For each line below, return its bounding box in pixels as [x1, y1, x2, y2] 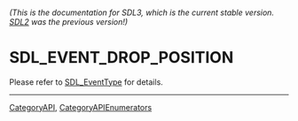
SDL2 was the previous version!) [9, 16, 129, 26]
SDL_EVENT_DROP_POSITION [9, 47, 234, 67]
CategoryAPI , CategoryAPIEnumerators [9, 102, 153, 112]
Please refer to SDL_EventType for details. [9, 76, 164, 87]
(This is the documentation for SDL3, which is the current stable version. [9, 7, 275, 18]
